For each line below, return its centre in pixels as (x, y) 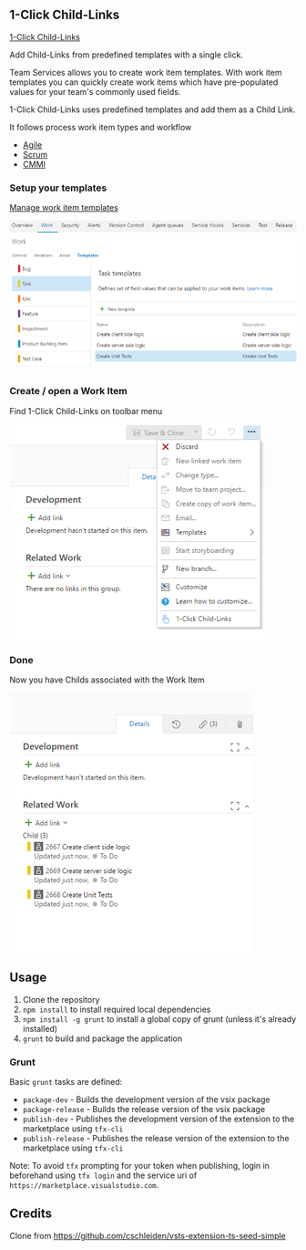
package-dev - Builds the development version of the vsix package (146, 1099)
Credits (31, 1214)
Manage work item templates (64, 208)
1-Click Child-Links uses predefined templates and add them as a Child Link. (153, 109)
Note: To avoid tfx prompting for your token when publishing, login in (140, 1166)
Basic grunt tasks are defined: (66, 1082)
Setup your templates (58, 188)
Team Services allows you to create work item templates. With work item (146, 72)
